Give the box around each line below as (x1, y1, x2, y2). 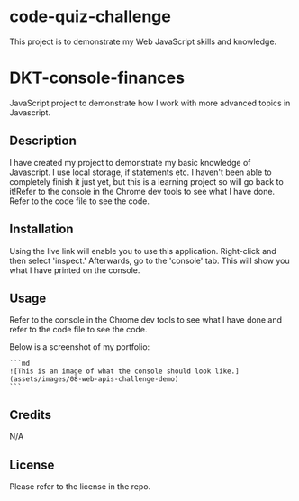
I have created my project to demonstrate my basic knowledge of (9, 157, 251, 168)
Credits (9, 407, 52, 423)
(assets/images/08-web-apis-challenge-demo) (9, 375, 179, 384)
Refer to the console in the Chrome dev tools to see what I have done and (9, 314, 282, 325)
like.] (214, 367, 240, 376)
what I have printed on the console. (9, 264, 140, 276)
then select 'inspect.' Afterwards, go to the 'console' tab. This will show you (9, 255, 290, 266)
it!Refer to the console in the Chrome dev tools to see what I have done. (9, 186, 276, 196)
